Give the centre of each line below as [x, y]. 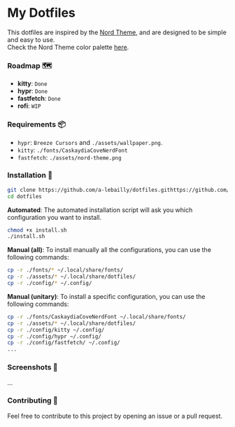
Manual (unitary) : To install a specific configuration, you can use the [106, 296]
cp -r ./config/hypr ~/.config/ [54, 336]
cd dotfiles [24, 196]
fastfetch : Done [39, 99]
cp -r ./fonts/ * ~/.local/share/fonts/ [65, 270]
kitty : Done [32, 84]
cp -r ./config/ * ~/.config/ [50, 283]
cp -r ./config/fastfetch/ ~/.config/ [64, 343]
